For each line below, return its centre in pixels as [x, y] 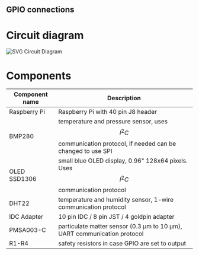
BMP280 [22, 136]
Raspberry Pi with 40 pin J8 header [107, 112]
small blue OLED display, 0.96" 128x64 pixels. [123, 161]
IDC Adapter [26, 216]
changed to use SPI [85, 151]
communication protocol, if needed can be [117, 144]
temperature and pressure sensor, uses [113, 122]
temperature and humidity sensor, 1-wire [116, 199]
